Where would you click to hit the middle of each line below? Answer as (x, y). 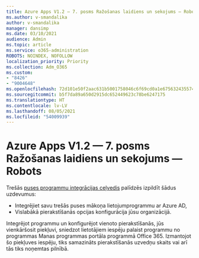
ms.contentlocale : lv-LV (37, 106)
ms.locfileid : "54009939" (38, 117)
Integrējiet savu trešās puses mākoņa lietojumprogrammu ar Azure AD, (101, 206)
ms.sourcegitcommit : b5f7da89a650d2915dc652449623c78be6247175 (86, 95)
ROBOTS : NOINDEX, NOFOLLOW (39, 56)
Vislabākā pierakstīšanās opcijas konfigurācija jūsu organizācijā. (93, 212)
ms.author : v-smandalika (37, 17)
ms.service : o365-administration (47, 51)
